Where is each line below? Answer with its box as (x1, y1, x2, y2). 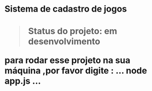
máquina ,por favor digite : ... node (4, 65, 147, 76)
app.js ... (4, 75, 41, 87)
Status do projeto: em (28, 26, 117, 37)
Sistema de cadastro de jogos (4, 3, 127, 15)
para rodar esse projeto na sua (4, 55, 131, 66)
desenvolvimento (28, 36, 100, 47)
